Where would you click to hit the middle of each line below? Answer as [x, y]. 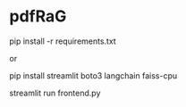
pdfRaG [38, 16]
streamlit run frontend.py [55, 93]
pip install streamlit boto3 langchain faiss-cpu [93, 75]
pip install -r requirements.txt [63, 41]
